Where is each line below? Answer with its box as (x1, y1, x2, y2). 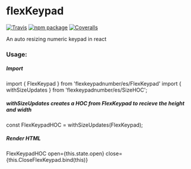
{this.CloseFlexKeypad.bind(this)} (6, 156, 88, 163)
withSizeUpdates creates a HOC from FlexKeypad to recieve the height (6, 100, 185, 107)
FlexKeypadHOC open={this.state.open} (6, 150, 105, 157)
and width (6, 106, 32, 114)
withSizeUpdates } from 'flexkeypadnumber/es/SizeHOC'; (6, 86, 148, 93)
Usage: (6, 50, 28, 58)
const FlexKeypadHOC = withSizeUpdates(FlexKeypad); (6, 121, 144, 129)
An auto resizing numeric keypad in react (6, 35, 107, 42)
